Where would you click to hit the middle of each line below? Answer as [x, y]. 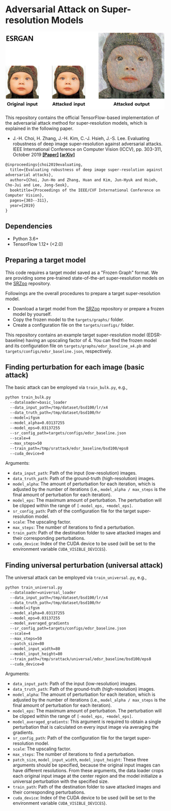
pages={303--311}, [30, 200]
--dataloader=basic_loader [38, 402]
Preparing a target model [46, 260]
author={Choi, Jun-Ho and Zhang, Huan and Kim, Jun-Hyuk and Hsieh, [84, 180]
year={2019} [23, 206]
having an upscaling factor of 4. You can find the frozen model [91, 340]
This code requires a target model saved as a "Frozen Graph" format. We [82, 273]
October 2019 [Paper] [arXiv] [44, 154]
